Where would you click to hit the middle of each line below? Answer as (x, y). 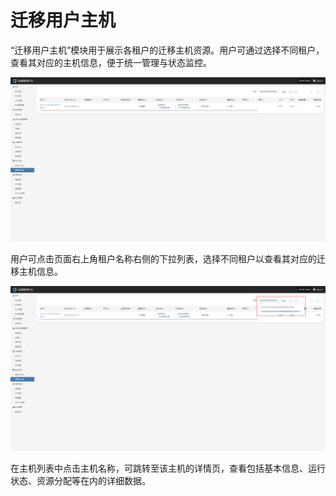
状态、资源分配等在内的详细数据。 (80, 480)
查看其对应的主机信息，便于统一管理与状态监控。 (111, 62)
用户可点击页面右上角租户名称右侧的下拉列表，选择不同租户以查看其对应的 (163, 259)
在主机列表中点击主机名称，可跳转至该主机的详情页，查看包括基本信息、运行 (168, 468)
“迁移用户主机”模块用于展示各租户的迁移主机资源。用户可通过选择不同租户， (167, 50)
